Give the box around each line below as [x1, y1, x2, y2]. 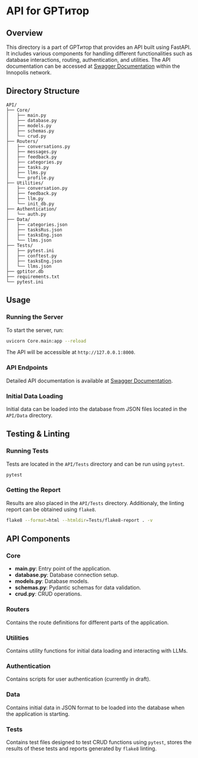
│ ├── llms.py [6, 170, 46, 176]
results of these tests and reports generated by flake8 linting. [6, 745, 157, 752]
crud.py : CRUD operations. [14, 590, 82, 597]
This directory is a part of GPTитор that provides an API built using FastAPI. [6, 43, 191, 51]
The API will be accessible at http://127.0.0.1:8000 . [6, 349, 136, 356]
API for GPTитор [6, 4, 89, 18]
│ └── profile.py [6, 174, 55, 181]
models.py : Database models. [14, 578, 89, 585]
